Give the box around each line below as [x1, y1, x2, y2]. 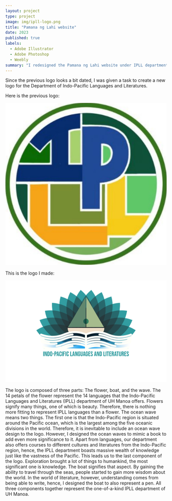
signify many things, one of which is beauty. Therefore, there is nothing [5, 403, 156, 409]
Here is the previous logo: [5, 93, 60, 99]
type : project [5, 13, 36, 19]
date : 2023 [5, 30, 29, 35]
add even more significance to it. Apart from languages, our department [5, 436, 157, 442]
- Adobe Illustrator [10, 46, 54, 51]
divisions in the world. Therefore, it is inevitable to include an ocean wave [5, 425, 160, 432]
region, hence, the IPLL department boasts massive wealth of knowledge [5, 447, 160, 453]
